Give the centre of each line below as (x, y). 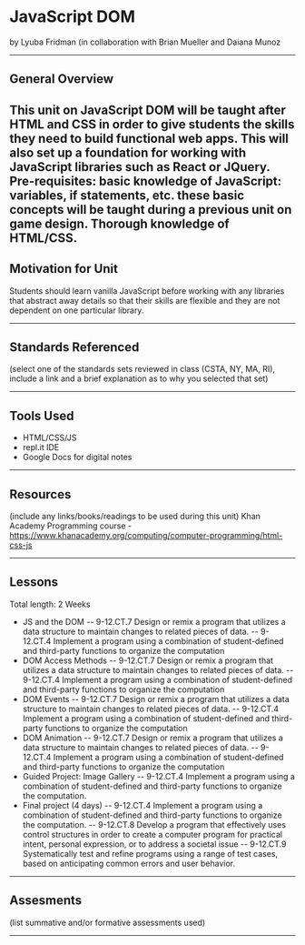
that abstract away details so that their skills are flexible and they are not (145, 300)
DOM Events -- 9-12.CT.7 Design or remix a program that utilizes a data (156, 699)
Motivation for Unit (64, 269)
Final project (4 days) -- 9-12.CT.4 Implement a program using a (143, 805)
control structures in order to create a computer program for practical (152, 834)
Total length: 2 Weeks (50, 604)
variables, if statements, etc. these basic (127, 195)
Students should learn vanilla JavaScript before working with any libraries (147, 291)
